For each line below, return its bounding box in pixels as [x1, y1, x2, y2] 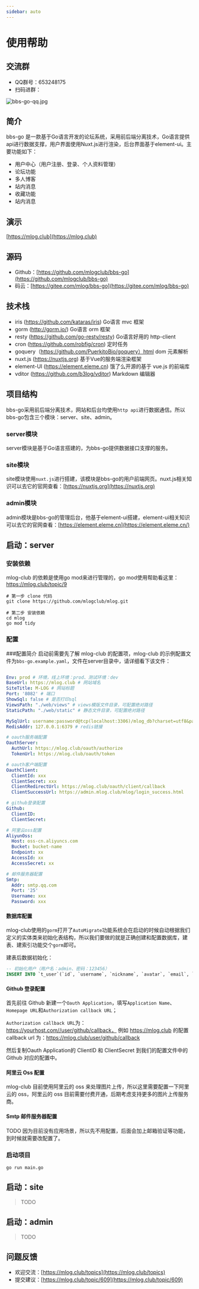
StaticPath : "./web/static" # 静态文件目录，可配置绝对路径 [6, 707, 145, 713]
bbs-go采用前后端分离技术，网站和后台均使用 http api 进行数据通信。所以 [6, 406, 185, 413]
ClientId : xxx [11, 772, 46, 778]
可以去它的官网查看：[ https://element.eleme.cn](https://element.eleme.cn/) [6, 521, 190, 528]
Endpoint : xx [11, 850, 44, 856]
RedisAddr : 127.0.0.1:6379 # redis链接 [6, 724, 103, 730]
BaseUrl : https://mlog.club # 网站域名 [6, 680, 101, 686]
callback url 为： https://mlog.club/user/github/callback [6, 1034, 140, 1041]
